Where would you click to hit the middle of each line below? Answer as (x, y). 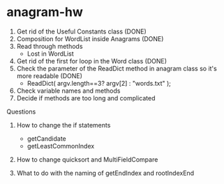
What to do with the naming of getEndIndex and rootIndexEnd (105, 173)
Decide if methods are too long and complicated (86, 98)
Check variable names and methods (68, 91)
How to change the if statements (64, 125)
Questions (21, 112)
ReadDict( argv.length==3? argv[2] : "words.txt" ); (99, 83)
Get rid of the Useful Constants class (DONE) (82, 31)
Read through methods (50, 46)
